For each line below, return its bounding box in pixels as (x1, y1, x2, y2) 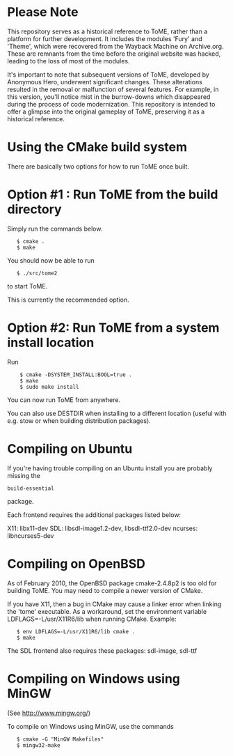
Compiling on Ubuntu (7, 440, 133, 456)
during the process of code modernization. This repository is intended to (7, 100, 216, 108)
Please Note (7, 4, 79, 20)
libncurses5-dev (7, 531, 54, 540)
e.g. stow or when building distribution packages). (7, 416, 151, 425)
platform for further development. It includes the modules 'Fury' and (7, 34, 202, 43)
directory (7, 201, 62, 217)
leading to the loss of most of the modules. (7, 56, 130, 65)
